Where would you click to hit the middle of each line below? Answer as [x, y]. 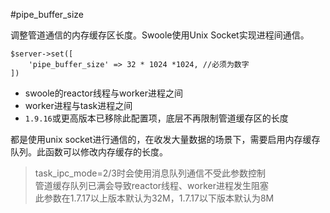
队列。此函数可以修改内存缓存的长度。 [89, 152]
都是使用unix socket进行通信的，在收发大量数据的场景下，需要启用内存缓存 [165, 139]
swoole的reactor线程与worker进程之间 [103, 93]
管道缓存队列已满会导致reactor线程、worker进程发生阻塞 [151, 185]
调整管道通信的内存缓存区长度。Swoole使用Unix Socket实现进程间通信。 [160, 35]
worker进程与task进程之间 [78, 105]
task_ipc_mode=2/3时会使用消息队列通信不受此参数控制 [150, 173]
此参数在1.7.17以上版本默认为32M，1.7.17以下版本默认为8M [154, 198]
